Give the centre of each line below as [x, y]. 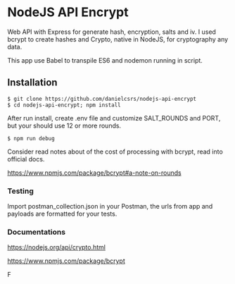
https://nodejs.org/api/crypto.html [56, 247]
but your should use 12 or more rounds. [64, 125]
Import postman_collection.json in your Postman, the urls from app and [110, 206]
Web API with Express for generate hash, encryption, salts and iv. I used [112, 32]
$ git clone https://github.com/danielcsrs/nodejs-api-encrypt [102, 99]
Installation [32, 83]
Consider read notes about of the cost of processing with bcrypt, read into [115, 152]
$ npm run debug [31, 138]
